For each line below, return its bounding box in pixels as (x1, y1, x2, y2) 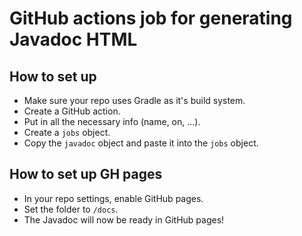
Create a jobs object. (23, 127, 111, 138)
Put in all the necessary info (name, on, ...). (23, 116, 201, 127)
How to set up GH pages (9, 166, 163, 183)
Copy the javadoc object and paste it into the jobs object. (23, 137, 259, 149)
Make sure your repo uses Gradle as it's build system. (23, 95, 246, 106)
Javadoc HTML (9, 28, 138, 51)
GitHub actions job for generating (9, 7, 293, 30)
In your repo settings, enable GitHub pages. (23, 192, 204, 204)
